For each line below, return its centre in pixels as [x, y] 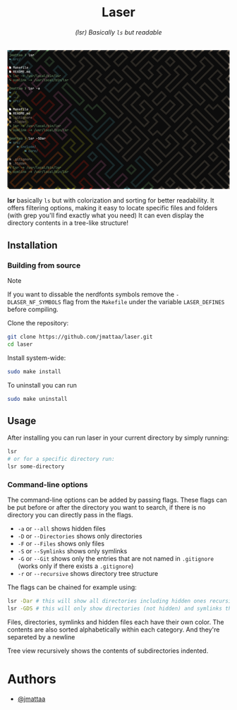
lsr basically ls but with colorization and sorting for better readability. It [111, 200]
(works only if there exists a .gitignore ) [75, 566]
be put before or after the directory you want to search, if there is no [107, 507]
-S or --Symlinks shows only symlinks [72, 551]
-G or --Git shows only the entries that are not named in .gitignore [115, 559]
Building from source [44, 265]
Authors [32, 679]
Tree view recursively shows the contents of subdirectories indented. [108, 651]
